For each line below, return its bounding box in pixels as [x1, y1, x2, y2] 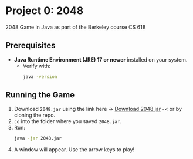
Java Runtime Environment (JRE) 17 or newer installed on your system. [13, 56, 188, 63]
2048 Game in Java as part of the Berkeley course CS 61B [5, 23, 146, 31]
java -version [22, 73, 57, 80]
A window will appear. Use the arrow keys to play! [13, 146, 135, 153]
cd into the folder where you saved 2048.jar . [13, 118, 121, 125]
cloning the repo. [13, 111, 56, 119]
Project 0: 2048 [5, 4, 84, 18]
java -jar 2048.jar [13, 136, 62, 141]
